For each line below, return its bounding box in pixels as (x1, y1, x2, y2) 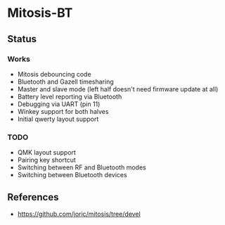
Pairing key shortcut (17, 156, 76, 165)
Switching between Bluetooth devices (17, 171, 128, 179)
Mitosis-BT (7, 5, 73, 21)
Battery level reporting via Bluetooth (17, 92, 122, 101)
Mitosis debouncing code (17, 70, 91, 78)
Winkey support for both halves (17, 107, 109, 115)
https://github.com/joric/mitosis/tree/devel (17, 210, 141, 218)
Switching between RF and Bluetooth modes (17, 163, 146, 172)
